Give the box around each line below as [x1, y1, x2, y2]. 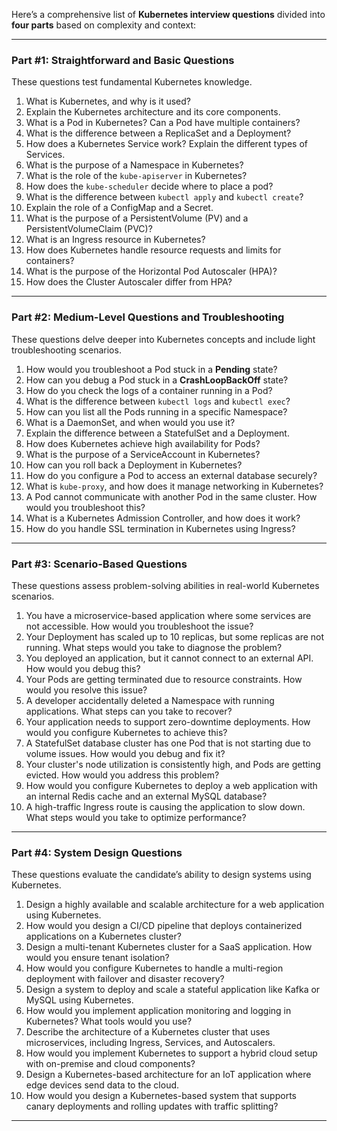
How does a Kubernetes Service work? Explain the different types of [25, 138, 308, 150]
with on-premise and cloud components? [25, 1058, 196, 1070]
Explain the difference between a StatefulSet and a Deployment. [25, 427, 290, 439]
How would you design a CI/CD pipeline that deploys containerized [25, 920, 303, 932]
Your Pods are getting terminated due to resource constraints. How [25, 673, 303, 685]
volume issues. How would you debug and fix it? [25, 747, 226, 759]
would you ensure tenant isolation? [25, 952, 170, 964]
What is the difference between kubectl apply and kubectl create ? [25, 191, 304, 203]
